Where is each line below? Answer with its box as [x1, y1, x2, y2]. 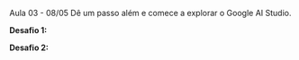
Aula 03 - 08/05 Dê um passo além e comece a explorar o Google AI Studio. [9, 8, 292, 18]
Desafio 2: [9, 42, 50, 53]
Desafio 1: [9, 25, 48, 35]
